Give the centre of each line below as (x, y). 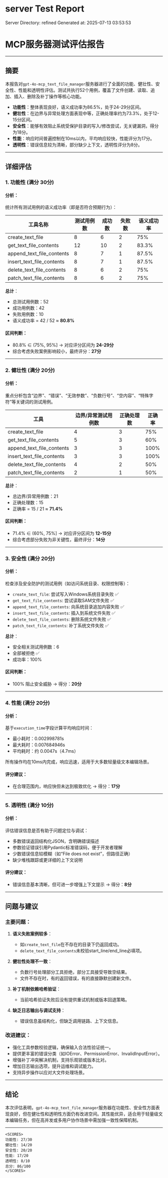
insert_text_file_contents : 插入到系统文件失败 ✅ (64, 613)
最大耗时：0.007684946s (39, 745)
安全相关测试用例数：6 (36, 647)
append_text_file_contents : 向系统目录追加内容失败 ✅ (68, 607)
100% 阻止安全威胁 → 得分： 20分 (47, 684)
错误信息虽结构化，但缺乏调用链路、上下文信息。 (70, 1021)
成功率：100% (27, 659)
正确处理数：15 (28, 502)
